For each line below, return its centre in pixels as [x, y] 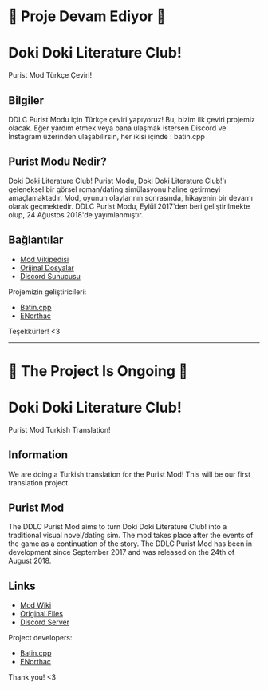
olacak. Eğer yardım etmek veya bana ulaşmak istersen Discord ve [117, 128]
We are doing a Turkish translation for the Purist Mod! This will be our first [130, 474]
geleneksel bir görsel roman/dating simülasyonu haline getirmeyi [114, 189]
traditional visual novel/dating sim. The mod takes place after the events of [131, 536]
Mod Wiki [35, 605]
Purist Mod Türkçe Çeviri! [50, 75]
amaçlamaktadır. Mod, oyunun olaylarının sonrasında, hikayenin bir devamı [131, 197]
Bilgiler [26, 100]
